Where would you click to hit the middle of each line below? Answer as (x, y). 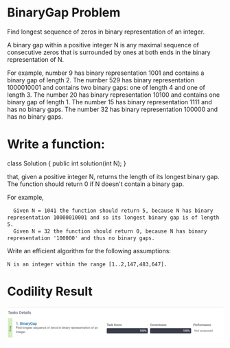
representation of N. (35, 59)
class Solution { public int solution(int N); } (67, 163)
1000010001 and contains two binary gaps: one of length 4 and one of (106, 87)
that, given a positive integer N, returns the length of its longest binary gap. (113, 176)
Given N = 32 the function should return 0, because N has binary (110, 231)
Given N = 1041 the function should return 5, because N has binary (113, 211)
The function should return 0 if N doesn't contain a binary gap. (96, 184)
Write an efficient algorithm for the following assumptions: (89, 251)
